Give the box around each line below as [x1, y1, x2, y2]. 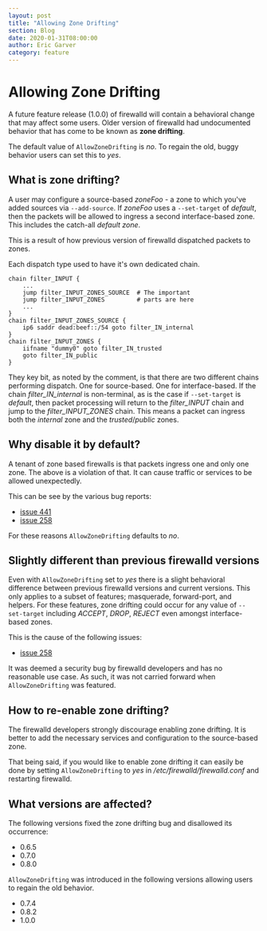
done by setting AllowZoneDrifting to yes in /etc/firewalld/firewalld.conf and [8, 766, 259, 776]
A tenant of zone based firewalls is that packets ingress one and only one [8, 459, 249, 469]
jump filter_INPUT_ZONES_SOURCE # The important [22, 289, 191, 297]
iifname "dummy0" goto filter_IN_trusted [22, 344, 162, 352]
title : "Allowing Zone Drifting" [8, 19, 120, 27]
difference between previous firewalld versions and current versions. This [8, 583, 251, 593]
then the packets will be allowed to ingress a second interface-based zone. [8, 211, 255, 221]
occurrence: [8, 827, 49, 836]
